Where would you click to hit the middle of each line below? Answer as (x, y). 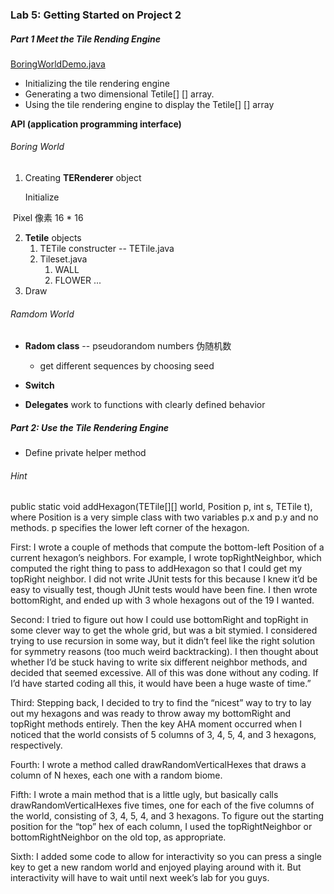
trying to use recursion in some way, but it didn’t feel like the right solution (162, 641)
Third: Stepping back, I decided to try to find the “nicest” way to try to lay (161, 703)
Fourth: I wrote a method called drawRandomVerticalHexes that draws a (158, 765)
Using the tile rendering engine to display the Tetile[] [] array (149, 104)
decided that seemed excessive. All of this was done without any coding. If (164, 673)
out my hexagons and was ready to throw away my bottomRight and (151, 714)
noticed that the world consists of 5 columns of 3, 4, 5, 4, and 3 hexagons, (163, 735)
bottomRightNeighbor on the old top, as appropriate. (118, 837)
